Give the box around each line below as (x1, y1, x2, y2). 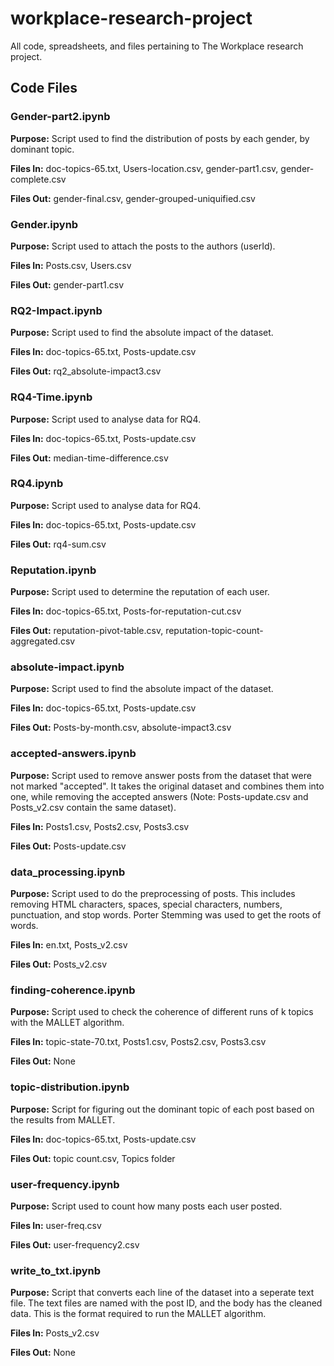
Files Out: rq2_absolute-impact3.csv (10, 365, 162, 377)
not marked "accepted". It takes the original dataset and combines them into (10, 780, 325, 792)
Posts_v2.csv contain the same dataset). (10, 801, 177, 813)
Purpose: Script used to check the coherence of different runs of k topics (10, 1006, 314, 1018)
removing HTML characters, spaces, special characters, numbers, (10, 898, 283, 910)
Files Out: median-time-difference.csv (10, 452, 169, 464)
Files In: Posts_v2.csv (10, 1327, 100, 1339)
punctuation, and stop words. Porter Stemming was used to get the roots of (10, 909, 322, 921)
